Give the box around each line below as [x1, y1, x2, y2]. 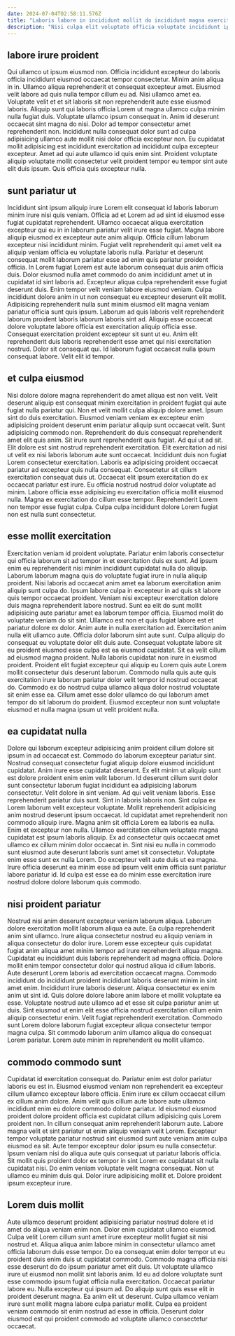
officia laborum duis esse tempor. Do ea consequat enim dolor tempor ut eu [7, 1247, 225, 1255]
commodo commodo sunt [7, 1056, 122, 1068]
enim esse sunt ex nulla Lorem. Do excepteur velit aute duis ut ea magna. [7, 856, 218, 864]
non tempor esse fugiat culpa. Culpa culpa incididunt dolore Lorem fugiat [7, 502, 218, 511]
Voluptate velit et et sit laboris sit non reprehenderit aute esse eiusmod [7, 97, 211, 106]
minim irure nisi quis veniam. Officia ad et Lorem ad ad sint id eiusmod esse [7, 211, 225, 219]
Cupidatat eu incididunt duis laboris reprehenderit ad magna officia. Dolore [7, 954, 223, 963]
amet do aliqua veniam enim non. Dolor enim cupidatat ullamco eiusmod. [7, 1225, 217, 1233]
